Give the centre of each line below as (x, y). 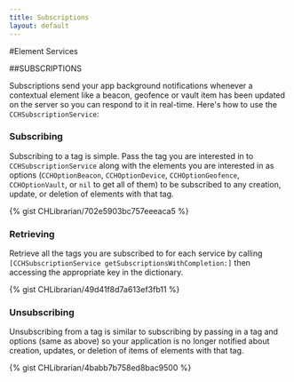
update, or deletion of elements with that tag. (92, 194)
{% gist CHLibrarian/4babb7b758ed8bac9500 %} (100, 368)
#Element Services (44, 51)
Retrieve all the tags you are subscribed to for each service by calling (136, 253)
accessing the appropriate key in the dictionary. (96, 273)
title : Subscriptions (49, 17)
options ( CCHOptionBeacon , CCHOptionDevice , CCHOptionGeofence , (124, 175)
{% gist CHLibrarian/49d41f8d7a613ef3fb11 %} (95, 290)
